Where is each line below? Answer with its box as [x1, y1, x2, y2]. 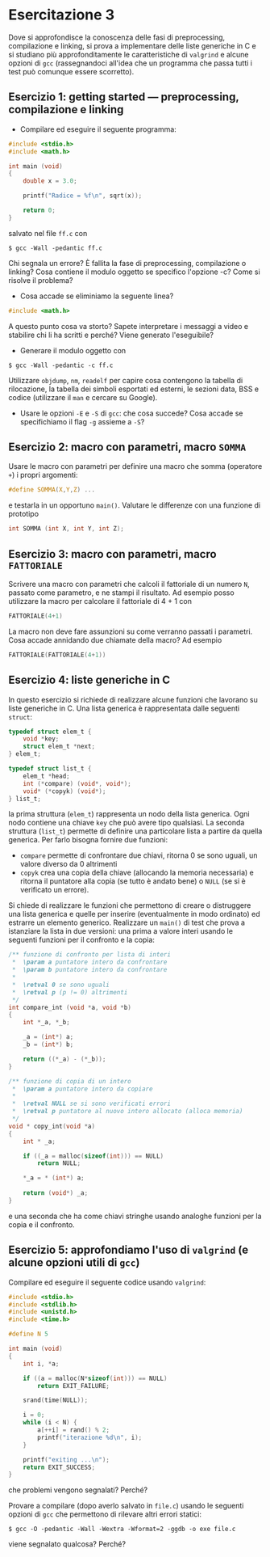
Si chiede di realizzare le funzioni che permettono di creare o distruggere [8, 901, 251, 910]
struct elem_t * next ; [23, 742, 95, 751]
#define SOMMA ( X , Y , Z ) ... [8, 486, 95, 494]
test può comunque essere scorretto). [8, 66, 135, 76]
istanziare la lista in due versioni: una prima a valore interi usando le [8, 926, 234, 936]
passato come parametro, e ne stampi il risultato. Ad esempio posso [8, 588, 235, 597]
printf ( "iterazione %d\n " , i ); [37, 1433, 143, 1441]
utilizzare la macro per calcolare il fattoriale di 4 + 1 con [8, 597, 192, 605]
